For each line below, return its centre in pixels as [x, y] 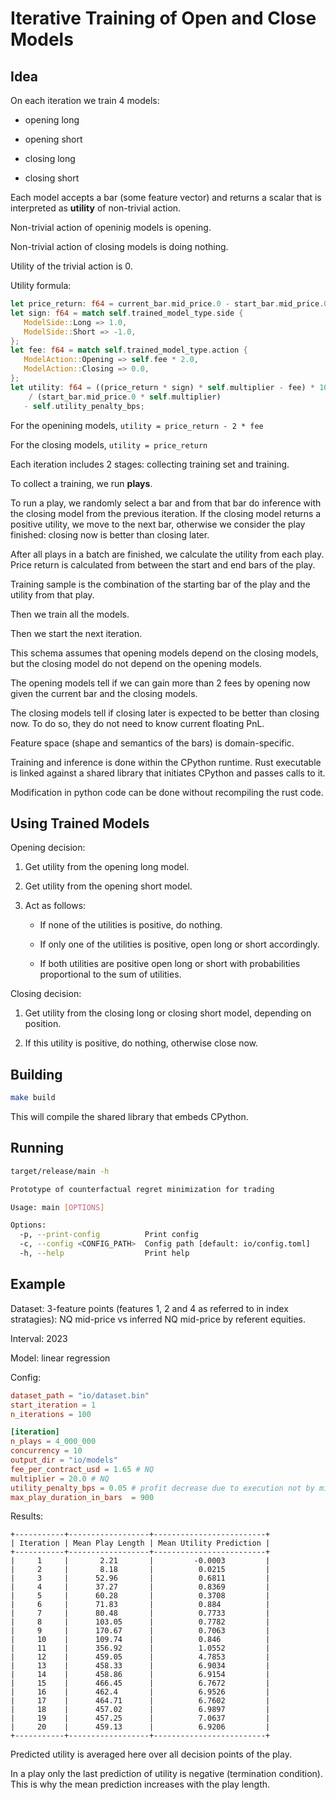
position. [43, 1024]
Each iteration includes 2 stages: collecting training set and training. [150, 464]
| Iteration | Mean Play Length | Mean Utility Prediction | [140, 1543]
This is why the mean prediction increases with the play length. [140, 1784]
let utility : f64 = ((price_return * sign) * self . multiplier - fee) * [162, 387]
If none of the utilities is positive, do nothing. [131, 925]
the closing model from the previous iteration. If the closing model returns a [166, 513]
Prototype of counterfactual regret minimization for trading [142, 1189]
